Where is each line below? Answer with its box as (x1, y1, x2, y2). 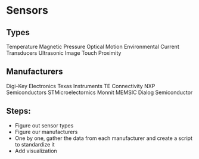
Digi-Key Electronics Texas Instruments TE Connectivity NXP (6, 82, 156, 89)
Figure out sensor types (14, 121, 74, 129)
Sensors (6, 4, 49, 17)
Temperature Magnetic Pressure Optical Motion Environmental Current (6, 43, 180, 50)
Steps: (6, 106, 31, 116)
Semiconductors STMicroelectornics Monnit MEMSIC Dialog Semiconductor (6, 89, 193, 96)
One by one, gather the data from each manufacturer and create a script (14, 135, 192, 142)
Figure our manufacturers (14, 128, 78, 135)
